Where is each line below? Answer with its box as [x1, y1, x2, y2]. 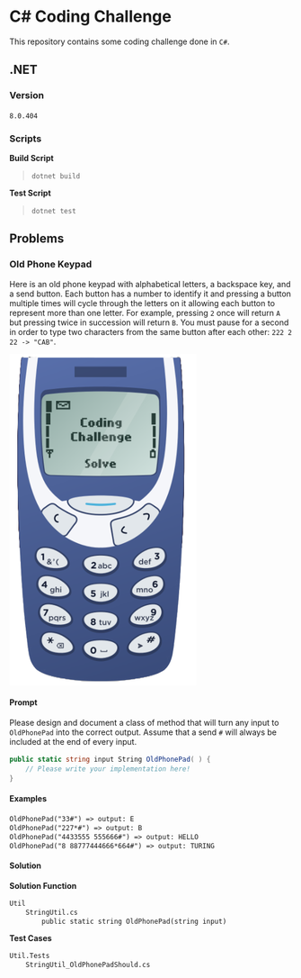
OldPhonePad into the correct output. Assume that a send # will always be [9, 727, 277, 738]
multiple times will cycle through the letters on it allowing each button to [9, 297, 276, 308]
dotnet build [31, 171, 81, 181]
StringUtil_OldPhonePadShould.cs [25, 960, 151, 969]
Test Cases [9, 932, 52, 943]
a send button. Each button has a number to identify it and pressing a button [9, 288, 292, 299]
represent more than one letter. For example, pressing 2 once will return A [9, 307, 281, 318]
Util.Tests [9, 951, 50, 960]
